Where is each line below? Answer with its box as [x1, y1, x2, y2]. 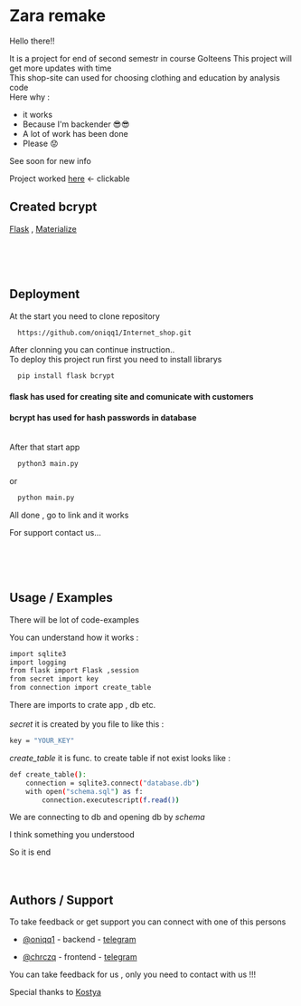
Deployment [9, 286, 80, 302]
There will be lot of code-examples [9, 614, 140, 625]
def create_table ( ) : [9, 769, 88, 779]
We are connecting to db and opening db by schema [9, 812, 205, 823]
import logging [9, 658, 67, 667]
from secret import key [9, 674, 99, 684]
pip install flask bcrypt [17, 372, 116, 381]
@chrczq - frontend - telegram [22, 952, 137, 962]
